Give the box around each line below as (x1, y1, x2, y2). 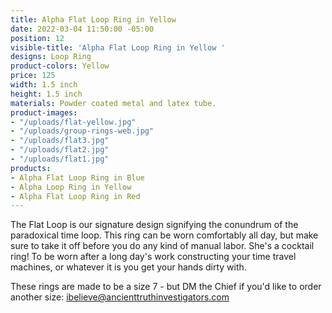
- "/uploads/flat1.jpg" (10, 154, 110, 164)
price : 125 (10, 71, 56, 81)
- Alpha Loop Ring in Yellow (10, 182, 132, 192)
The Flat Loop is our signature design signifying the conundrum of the (10, 219, 299, 231)
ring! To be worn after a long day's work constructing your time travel (10, 251, 297, 263)
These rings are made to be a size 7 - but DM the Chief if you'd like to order (10, 281, 322, 293)
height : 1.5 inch (10, 89, 83, 99)
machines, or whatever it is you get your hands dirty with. (10, 261, 247, 273)
